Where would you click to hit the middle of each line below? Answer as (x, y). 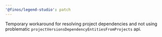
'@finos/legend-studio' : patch (38, 10)
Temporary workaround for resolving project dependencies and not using (81, 24)
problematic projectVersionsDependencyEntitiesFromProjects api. (73, 29)
